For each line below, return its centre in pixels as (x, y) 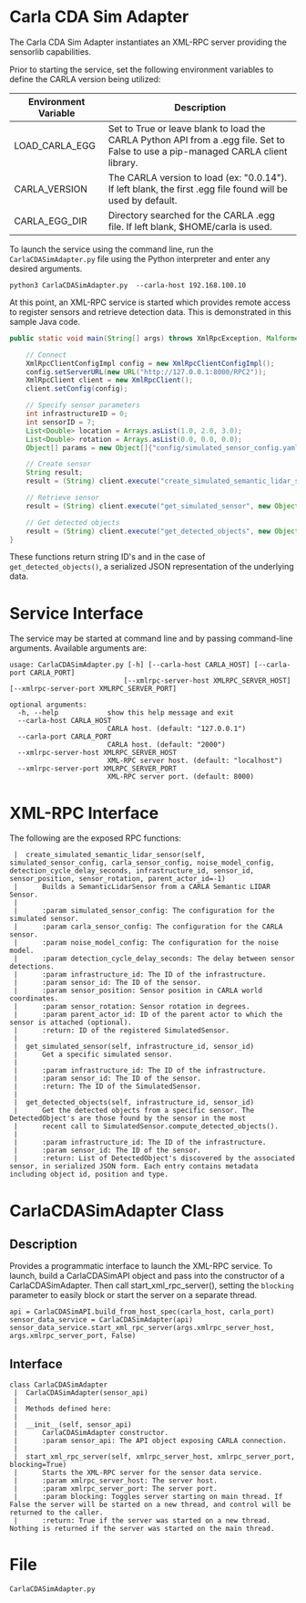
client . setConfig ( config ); (77, 389)
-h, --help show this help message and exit (126, 713)
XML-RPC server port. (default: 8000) (181, 777)
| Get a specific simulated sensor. (93, 1055)
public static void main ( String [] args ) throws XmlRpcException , (136, 338)
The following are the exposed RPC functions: (96, 838)
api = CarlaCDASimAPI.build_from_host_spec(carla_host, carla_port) (142, 1312)
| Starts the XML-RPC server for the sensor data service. (138, 1473)
